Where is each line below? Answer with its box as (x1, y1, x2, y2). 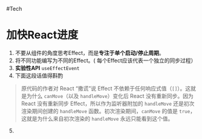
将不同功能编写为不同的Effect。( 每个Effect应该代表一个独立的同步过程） (15, 57, 197, 64)
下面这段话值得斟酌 (15, 72, 64, 79)
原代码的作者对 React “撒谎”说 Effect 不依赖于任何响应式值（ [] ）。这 (21, 85, 191, 92)
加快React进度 (6, 28, 79, 42)
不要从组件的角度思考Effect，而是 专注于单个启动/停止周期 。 (15, 49, 165, 56)
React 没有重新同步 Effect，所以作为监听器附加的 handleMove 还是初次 (21, 100, 195, 107)
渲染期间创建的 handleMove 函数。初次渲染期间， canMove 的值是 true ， (21, 107, 195, 114)
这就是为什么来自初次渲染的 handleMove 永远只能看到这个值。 (21, 115, 174, 122)
